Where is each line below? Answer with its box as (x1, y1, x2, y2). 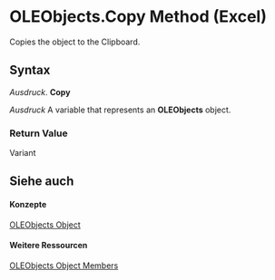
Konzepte (9, 199, 47, 210)
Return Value (9, 127, 68, 140)
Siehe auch (9, 174, 74, 189)
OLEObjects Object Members (9, 260, 119, 271)
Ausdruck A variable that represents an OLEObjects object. (9, 104, 231, 115)
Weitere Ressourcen (9, 240, 88, 251)
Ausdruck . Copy (9, 86, 71, 97)
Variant (9, 148, 36, 159)
